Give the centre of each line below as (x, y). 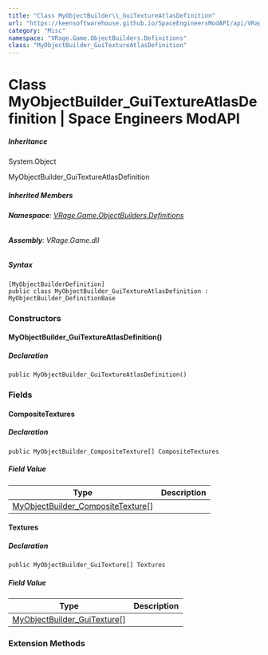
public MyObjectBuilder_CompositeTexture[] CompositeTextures (114, 451)
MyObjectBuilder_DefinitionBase (62, 298)
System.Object (32, 161)
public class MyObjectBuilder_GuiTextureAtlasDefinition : (108, 291)
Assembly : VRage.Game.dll (54, 240)
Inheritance (28, 141)
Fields (20, 395)
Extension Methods (47, 644)
